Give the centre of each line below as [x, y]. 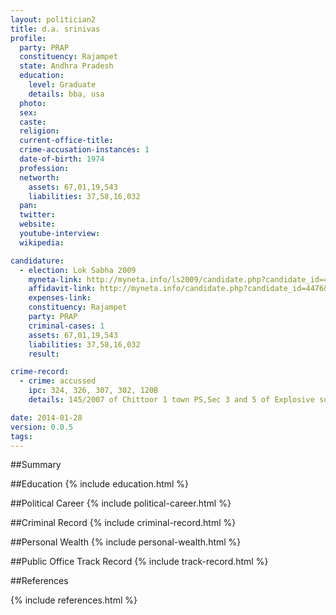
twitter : [37, 215]
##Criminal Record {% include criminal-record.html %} [123, 523]
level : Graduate [62, 85]
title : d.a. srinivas [55, 29]
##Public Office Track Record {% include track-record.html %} [139, 562]
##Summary [36, 465]
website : [37, 224]
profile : [28, 38]
